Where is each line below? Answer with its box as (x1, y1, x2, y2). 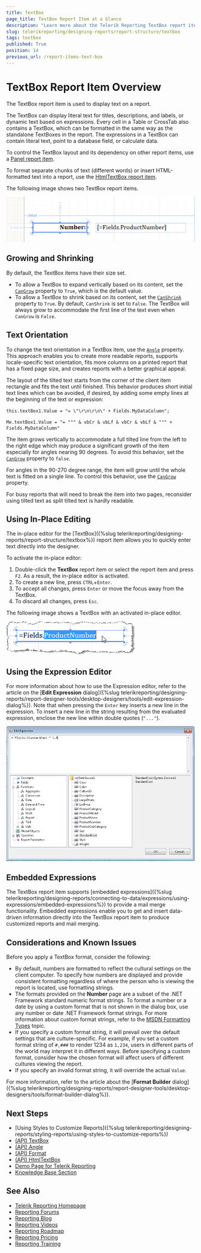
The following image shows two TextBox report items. (6, 184, 139, 191)
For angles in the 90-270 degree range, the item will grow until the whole (6, 466, 186, 473)
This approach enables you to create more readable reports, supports (6, 352, 178, 359)
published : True (6, 41, 47, 47)
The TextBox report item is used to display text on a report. (6, 100, 151, 107)
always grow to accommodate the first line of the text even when (14, 306, 175, 314)
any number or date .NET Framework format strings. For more (14, 1009, 167, 1017)
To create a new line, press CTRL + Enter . (14, 579, 112, 586)
